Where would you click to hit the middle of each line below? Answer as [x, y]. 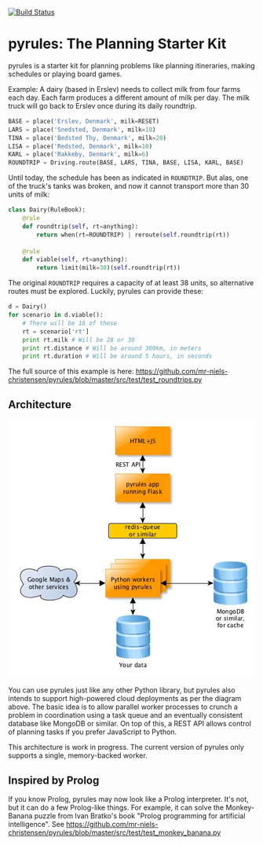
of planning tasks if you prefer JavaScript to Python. [93, 732]
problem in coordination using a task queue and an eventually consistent [126, 715]
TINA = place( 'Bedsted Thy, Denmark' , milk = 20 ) [88, 138]
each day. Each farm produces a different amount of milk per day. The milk [129, 97]
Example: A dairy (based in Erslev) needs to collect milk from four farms [124, 89]
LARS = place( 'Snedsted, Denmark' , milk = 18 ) [82, 130]
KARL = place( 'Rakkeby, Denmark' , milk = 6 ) [79, 154]
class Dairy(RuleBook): [47, 210]
